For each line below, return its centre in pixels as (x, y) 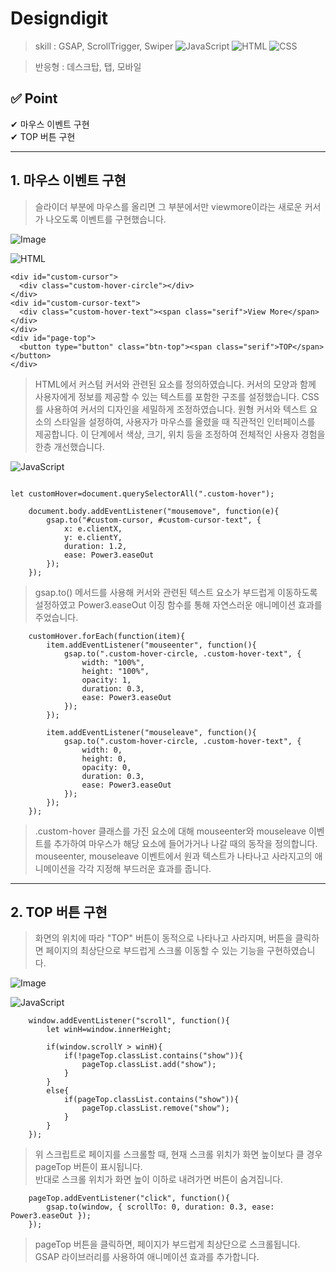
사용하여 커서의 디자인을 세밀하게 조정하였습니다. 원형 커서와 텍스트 (176, 409)
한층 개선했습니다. (69, 446)
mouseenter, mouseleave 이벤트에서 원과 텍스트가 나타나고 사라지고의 (173, 856)
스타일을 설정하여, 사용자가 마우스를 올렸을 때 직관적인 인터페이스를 (184, 421)
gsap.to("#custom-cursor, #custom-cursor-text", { (154, 520)
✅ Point (34, 98)
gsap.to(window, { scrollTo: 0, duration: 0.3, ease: (160, 1207)
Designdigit (59, 18)
